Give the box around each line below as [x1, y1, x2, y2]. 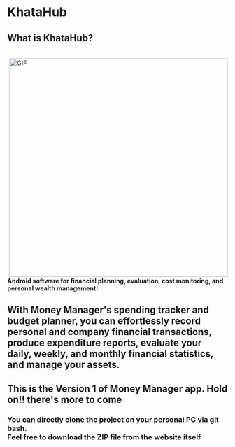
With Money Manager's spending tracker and [7, 304, 210, 316]
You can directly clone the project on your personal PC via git [7, 414, 219, 424]
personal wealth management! [7, 284, 99, 292]
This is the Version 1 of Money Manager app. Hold [7, 383, 228, 395]
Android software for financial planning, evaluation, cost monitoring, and [7, 277, 224, 285]
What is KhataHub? [7, 32, 94, 44]
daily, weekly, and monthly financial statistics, [7, 348, 214, 360]
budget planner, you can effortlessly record [7, 315, 201, 327]
